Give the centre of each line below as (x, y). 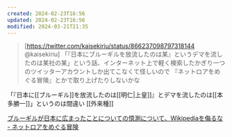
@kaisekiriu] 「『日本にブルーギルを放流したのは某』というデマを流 (120, 54)
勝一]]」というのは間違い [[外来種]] (63, 104)
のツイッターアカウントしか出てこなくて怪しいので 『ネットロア (116, 72)
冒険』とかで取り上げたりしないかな (88, 80)
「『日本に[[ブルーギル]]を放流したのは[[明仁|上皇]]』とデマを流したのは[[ (112, 95)
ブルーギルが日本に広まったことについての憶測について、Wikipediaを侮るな (115, 118)
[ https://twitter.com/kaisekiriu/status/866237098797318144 (109, 46)
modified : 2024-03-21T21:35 (48, 26)
